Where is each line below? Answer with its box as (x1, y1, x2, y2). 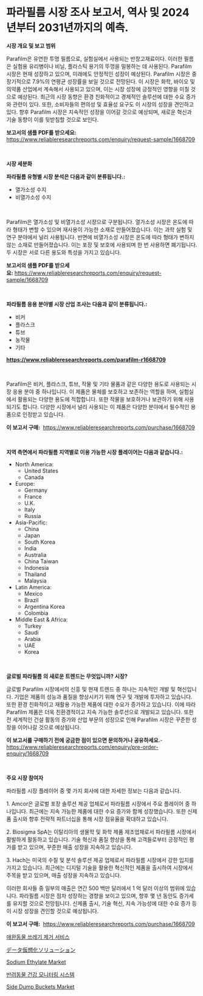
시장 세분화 (6, 160, 32, 167)
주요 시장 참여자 (6, 774, 44, 781)
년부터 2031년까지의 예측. (6, 21, 129, 35)
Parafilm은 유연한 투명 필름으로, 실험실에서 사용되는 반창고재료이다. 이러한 (6, 55, 183, 62)
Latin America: (15, 583, 52, 591)
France (24, 493, 43, 500)
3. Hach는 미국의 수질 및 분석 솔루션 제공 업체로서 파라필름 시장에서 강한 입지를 (6, 856, 194, 863)
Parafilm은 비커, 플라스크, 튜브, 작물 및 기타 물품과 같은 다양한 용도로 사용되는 (6, 380, 190, 387)
